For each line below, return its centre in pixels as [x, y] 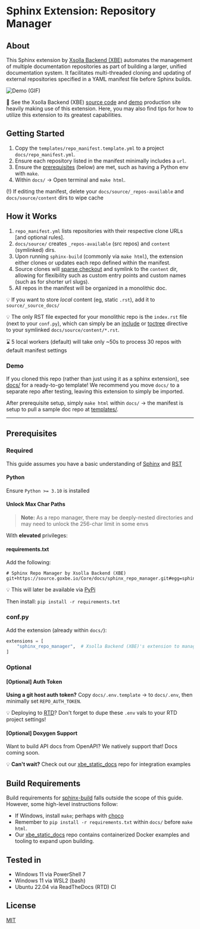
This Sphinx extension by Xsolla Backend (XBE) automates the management [99, 60]
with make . [27, 173]
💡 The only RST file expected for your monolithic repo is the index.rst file [97, 316]
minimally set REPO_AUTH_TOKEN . [44, 701]
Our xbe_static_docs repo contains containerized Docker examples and [102, 835]
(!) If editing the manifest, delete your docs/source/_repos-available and [95, 191]
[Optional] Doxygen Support [42, 733]
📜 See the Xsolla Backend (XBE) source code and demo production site [93, 102]
